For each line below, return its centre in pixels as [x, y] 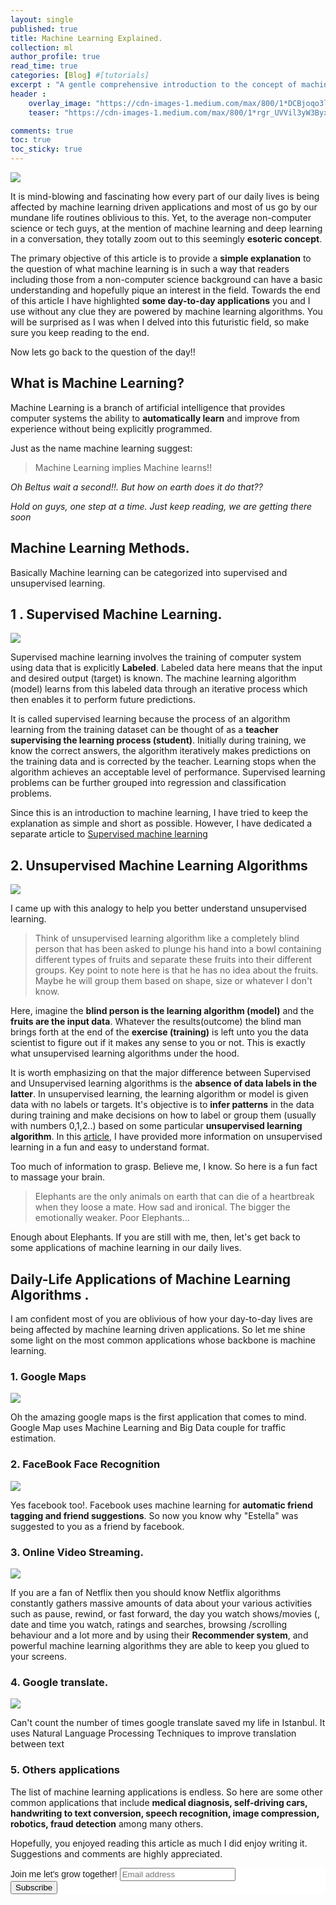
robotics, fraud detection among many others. [107, 1823]
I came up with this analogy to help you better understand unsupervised [158, 908]
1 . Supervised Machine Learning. [116, 614]
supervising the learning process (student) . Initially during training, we [158, 740]
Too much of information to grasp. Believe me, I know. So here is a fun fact [164, 1167]
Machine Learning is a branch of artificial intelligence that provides [148, 407]
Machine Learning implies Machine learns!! [123, 467]
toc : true [31, 140]
